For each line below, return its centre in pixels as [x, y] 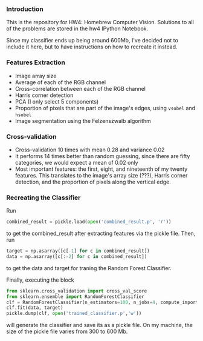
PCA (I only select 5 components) [57, 101]
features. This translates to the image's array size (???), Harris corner [101, 175]
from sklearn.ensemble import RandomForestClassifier [76, 296]
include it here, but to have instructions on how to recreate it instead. [92, 47]
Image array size [36, 76]
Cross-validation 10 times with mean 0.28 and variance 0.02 [90, 150]
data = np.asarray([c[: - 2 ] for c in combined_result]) [77, 256]
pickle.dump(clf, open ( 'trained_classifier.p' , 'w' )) [74, 314]
